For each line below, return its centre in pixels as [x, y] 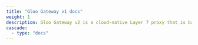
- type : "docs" [30, 33]
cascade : [17, 28]
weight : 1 [18, 17]
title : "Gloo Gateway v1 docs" [44, 11]
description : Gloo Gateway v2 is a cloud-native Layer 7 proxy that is [96, 22]
